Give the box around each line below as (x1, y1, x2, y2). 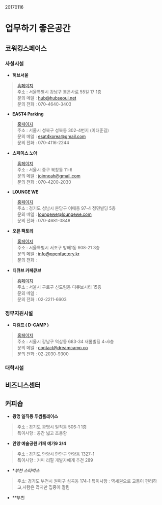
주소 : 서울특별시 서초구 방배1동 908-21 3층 (17, 244, 100, 250)
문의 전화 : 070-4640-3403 (17, 101, 72, 107)
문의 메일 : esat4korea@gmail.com (17, 133, 86, 139)
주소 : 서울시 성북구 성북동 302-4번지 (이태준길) (17, 127, 109, 133)
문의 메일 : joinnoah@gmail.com (17, 172, 81, 179)
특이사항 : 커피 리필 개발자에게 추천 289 (17, 457, 93, 463)
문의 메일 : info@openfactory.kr (17, 251, 80, 257)
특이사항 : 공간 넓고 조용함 (17, 430, 67, 436)
